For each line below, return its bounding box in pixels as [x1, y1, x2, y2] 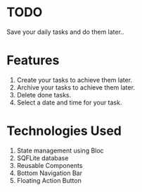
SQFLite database [16, 153, 69, 162]
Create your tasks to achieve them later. [16, 76, 133, 84]
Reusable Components [16, 161, 83, 169]
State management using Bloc [16, 146, 104, 155]
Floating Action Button [16, 176, 82, 184]
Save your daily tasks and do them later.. [6, 28, 124, 36]
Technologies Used [6, 123, 122, 139]
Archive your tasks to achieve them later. [16, 83, 135, 92]
